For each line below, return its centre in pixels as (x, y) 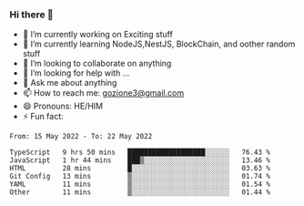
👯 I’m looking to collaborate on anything (97, 64)
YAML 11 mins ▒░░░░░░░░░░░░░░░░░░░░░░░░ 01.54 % (140, 185)
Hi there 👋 (32, 15)
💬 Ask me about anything (70, 83)
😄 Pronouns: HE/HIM (62, 106)
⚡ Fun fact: (43, 117)
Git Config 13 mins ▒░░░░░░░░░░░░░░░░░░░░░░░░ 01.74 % (140, 177)
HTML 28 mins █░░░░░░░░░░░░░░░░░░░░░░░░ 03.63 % (140, 169)
